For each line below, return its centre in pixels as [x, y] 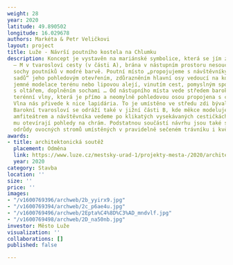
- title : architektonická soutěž [55, 143]
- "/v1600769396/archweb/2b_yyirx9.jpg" [67, 200]
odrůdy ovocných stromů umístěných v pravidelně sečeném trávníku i [114, 129]
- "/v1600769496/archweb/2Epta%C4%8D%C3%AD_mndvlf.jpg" [89, 213]
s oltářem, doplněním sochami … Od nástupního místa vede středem [111, 91]
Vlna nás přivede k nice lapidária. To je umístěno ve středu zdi [111, 104]
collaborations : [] [35, 239]
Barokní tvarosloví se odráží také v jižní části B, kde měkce [106, 110]
